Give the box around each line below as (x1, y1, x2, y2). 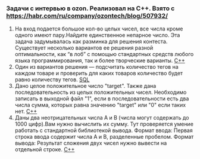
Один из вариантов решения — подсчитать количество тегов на (14, 63, 179, 71)
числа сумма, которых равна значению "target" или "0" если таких (14, 102, 186, 109)
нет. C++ (14, 108, 37, 115)
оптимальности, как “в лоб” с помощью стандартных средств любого (14, 51, 194, 58)
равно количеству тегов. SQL (14, 76, 90, 83)
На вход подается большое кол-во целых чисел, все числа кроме (14, 25, 183, 32)
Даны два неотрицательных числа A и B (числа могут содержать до (14, 114, 189, 121)
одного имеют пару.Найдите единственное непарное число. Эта (14, 32, 180, 39)
